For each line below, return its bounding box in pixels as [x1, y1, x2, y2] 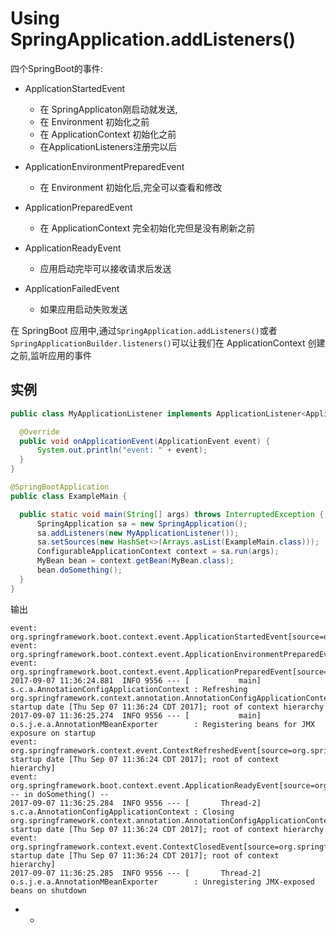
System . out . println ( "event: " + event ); [36, 445, 208, 456]
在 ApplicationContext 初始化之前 [39, 128, 177, 140]
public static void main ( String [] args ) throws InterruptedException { [19, 509, 325, 519]
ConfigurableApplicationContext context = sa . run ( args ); [36, 547, 280, 557]
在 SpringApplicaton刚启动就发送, [39, 103, 178, 115]
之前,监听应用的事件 [10, 349, 93, 361]
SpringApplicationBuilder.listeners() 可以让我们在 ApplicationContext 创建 [10, 337, 326, 349]
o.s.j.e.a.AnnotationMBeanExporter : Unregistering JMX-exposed [10, 877, 315, 887]
